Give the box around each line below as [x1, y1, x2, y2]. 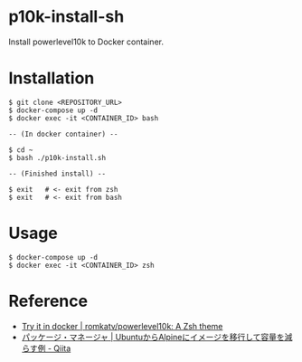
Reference [8, 291, 88, 311]
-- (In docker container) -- [8, 129, 118, 138]
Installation [8, 68, 95, 89]
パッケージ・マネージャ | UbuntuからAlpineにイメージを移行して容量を [21, 331, 286, 342]
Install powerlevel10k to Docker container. [8, 36, 165, 47]
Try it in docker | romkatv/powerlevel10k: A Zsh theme [21, 320, 223, 331]
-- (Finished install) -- [8, 169, 106, 178]
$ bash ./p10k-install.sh [8, 153, 106, 162]
